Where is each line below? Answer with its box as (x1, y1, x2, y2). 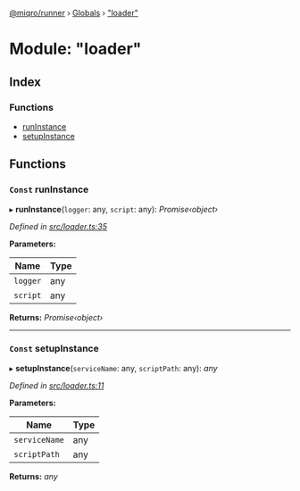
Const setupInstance (9, 343, 100, 355)
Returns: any (9, 470, 58, 481)
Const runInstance (9, 183, 89, 196)
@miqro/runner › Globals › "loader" (9, 8, 138, 18)
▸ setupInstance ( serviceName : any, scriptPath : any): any (9, 362, 218, 373)
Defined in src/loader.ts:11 (9, 379, 104, 391)
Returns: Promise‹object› (9, 312, 104, 322)
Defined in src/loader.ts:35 (9, 221, 107, 231)
